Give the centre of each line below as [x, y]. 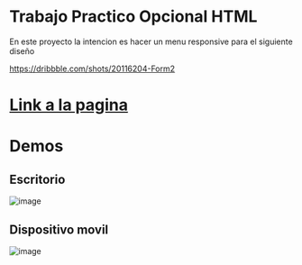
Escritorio [37, 179]
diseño [22, 50]
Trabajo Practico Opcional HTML [133, 17]
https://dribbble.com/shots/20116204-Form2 [92, 69]
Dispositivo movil [59, 229]
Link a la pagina [69, 105]
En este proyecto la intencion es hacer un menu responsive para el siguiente [151, 41]
